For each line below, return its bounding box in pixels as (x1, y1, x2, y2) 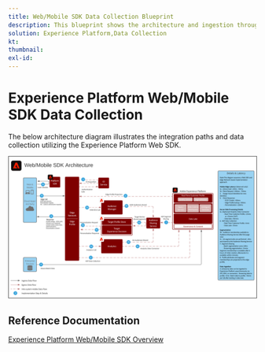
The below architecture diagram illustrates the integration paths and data (8, 132, 245, 141)
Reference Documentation (8, 313, 140, 327)
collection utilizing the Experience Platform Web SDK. (8, 140, 182, 150)
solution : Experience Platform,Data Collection (8, 29, 167, 37)
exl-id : (8, 54, 34, 62)
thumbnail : (8, 46, 44, 54)
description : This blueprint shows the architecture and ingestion (8, 20, 234, 29)
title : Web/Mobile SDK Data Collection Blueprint (8, 13, 175, 20)
